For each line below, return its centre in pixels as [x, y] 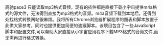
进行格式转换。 [33, 38]
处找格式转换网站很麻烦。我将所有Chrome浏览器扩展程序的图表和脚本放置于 [82, 19]
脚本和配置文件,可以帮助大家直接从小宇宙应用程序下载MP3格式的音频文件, [80, 32]
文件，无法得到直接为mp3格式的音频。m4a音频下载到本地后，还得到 [87, 13]
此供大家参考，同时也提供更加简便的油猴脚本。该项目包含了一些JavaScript [80, 25]
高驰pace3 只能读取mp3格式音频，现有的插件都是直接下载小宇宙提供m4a [79, 7]
